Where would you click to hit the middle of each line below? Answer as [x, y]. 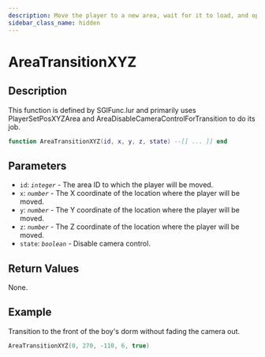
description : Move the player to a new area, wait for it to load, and [128, 15]
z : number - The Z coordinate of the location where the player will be [129, 227]
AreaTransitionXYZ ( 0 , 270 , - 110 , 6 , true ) [79, 346]
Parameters [37, 165]
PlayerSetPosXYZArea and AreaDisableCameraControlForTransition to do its [132, 118]
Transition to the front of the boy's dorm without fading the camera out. [124, 331]
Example [30, 312]
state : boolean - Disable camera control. [85, 244]
